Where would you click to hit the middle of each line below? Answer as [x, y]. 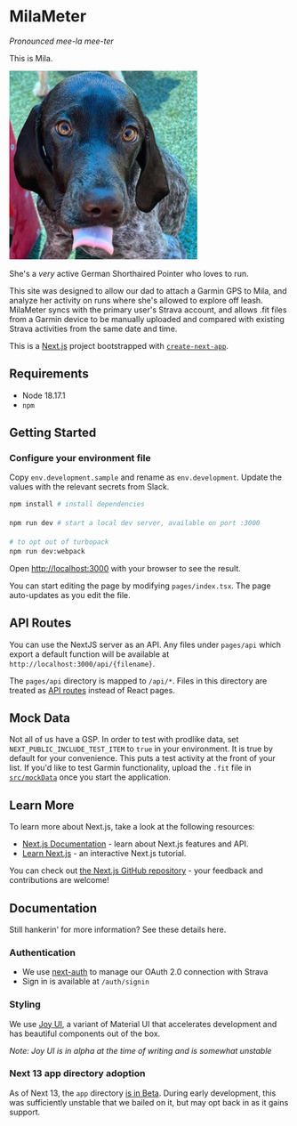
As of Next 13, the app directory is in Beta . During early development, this [143, 1093]
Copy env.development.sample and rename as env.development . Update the [146, 477]
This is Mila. [31, 58]
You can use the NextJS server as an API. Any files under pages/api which [145, 644]
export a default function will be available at [89, 654]
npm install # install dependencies [77, 505]
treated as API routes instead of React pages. [92, 690]
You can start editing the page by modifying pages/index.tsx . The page [140, 586]
